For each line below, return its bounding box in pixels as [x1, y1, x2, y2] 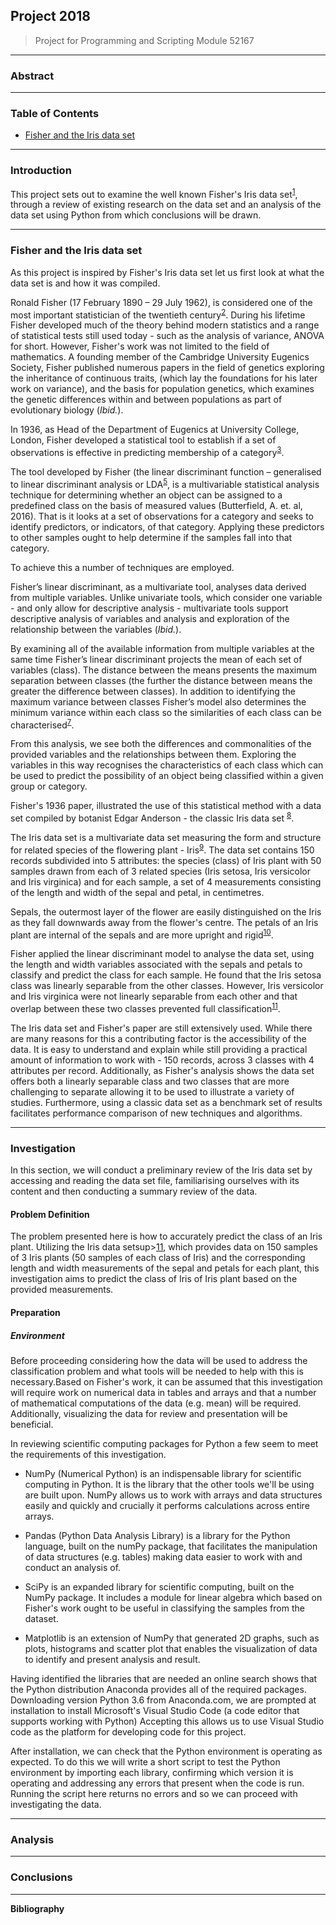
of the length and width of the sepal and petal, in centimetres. [10, 886, 265, 898]
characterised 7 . [10, 717, 75, 731]
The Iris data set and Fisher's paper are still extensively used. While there [10, 1022, 313, 1034]
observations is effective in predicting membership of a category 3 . [10, 445, 285, 458]
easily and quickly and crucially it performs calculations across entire [24, 1499, 310, 1511]
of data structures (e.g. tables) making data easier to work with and [24, 1550, 303, 1563]
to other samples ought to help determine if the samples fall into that [10, 531, 293, 543]
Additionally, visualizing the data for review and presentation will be [10, 1407, 288, 1419]
